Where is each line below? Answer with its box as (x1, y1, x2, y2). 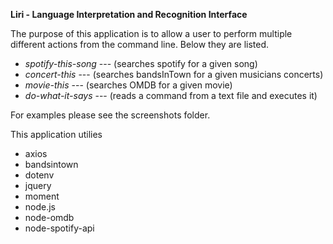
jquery (24, 180, 52, 191)
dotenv (24, 169, 55, 181)
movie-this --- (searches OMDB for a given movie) (24, 79, 233, 91)
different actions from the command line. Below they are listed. (10, 39, 270, 50)
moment (24, 190, 60, 202)
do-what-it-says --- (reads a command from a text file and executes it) (24, 90, 318, 101)
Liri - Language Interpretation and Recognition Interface (10, 9, 248, 20)
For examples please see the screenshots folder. (10, 109, 211, 121)
